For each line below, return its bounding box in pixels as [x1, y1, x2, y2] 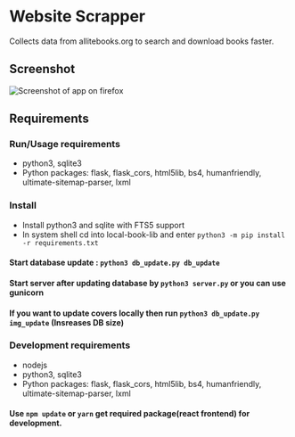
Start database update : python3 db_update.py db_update [9, 257, 220, 268]
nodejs [21, 359, 47, 370]
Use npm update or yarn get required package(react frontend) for [9, 408, 250, 419]
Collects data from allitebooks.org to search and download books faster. [9, 36, 275, 46]
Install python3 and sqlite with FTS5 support [21, 219, 185, 230]
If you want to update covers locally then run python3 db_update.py [9, 308, 260, 318]
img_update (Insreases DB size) [9, 317, 125, 327]
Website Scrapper [9, 6, 146, 27]
